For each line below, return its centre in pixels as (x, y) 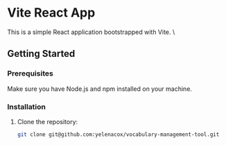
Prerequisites (30, 74)
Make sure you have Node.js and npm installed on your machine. (100, 89)
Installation (27, 107)
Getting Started (41, 54)
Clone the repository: (47, 121)
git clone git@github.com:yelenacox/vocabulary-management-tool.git (118, 134)
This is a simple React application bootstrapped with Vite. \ (91, 32)
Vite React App (51, 13)
